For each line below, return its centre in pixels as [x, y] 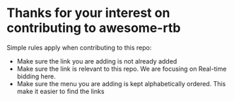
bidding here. [36, 76]
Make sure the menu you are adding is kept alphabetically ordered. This [121, 83]
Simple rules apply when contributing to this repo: [79, 47]
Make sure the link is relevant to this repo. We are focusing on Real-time [122, 69]
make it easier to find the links [60, 91]
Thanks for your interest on [88, 13]
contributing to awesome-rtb [94, 28]
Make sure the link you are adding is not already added [97, 61]
